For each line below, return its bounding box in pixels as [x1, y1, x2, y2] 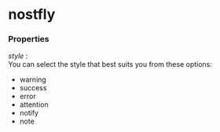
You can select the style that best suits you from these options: [8, 60, 212, 69]
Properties [8, 34, 49, 45]
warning [19, 75, 47, 84]
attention [19, 100, 49, 109]
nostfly [8, 5, 56, 24]
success [19, 83, 47, 93]
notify [19, 108, 39, 118]
